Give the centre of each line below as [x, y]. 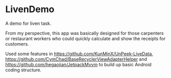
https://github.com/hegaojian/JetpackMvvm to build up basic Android [78, 64]
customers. [17, 44]
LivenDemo [30, 9]
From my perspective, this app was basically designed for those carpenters [85, 33]
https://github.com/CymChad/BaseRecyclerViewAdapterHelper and [76, 59]
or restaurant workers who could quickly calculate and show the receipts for [86, 38]
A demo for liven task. [28, 23]
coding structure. [23, 70]
